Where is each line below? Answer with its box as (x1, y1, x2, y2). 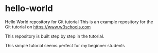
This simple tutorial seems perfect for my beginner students (5, 42, 125, 48)
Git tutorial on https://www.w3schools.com (5, 24, 91, 29)
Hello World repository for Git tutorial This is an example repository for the (5, 19, 154, 25)
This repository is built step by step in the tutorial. (5, 33, 105, 39)
